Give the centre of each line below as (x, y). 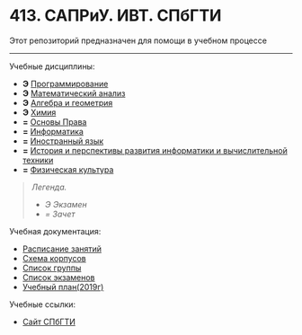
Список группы (52, 268)
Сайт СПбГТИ (49, 322)
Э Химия (39, 112)
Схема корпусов (54, 258)
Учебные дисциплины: (52, 66)
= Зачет (60, 214)
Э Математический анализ (74, 93)
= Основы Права (54, 121)
